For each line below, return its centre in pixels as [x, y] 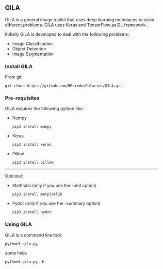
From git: [14, 77]
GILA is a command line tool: [33, 235]
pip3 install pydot [32, 212]
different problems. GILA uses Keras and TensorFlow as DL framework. [76, 25]
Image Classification [33, 44]
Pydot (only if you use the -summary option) [56, 204]
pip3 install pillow [33, 163]
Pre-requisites [22, 98]
